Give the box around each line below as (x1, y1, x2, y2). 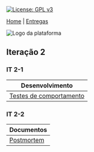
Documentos (9, 125, 47, 134)
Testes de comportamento (9, 92, 85, 100)
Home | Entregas (6, 18, 49, 24)
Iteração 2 (6, 47, 45, 57)
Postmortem (9, 136, 44, 144)
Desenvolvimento (21, 81, 73, 90)
